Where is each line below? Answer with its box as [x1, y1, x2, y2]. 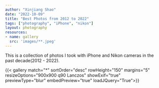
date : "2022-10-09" [5, 12, 45, 17]
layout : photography [5, 25, 48, 30]
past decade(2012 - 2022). [5, 57, 60, 64]
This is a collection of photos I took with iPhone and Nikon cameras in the [5, 52, 154, 58]
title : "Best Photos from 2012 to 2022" [5, 16, 90, 21]
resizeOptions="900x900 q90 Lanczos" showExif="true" [5, 72, 121, 78]
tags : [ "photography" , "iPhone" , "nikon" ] [5, 21, 94, 26]
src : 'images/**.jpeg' [9, 39, 56, 44]
